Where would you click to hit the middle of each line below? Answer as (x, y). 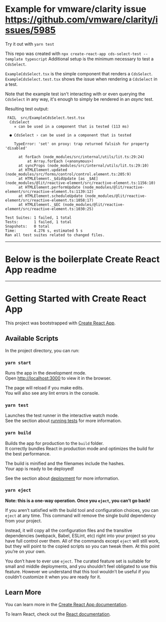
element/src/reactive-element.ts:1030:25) (49, 209)
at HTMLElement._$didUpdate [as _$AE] (58, 179)
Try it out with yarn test (30, 44)
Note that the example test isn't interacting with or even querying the (75, 94)
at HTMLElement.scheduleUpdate (50, 196)
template (14, 59)
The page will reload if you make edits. (44, 387)
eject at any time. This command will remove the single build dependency (81, 515)
